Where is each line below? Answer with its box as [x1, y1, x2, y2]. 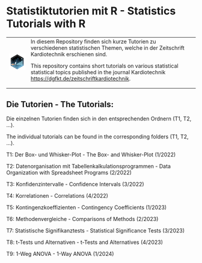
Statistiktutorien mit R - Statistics [6, 4, 176, 18]
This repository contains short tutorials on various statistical [30, 62, 179, 69]
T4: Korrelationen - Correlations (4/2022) [6, 192, 108, 199]
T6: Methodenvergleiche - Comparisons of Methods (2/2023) [6, 216, 159, 222]
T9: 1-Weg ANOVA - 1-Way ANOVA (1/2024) [6, 250, 114, 257]
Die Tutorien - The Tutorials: [6, 99, 114, 109]
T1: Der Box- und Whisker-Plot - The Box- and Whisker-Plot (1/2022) [6, 151, 176, 158]
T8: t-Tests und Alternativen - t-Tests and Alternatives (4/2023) [6, 238, 164, 246]
